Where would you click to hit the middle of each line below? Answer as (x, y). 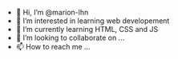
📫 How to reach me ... (53, 47)
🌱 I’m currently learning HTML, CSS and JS (87, 29)
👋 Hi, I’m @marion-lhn (52, 12)
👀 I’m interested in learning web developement (93, 21)
